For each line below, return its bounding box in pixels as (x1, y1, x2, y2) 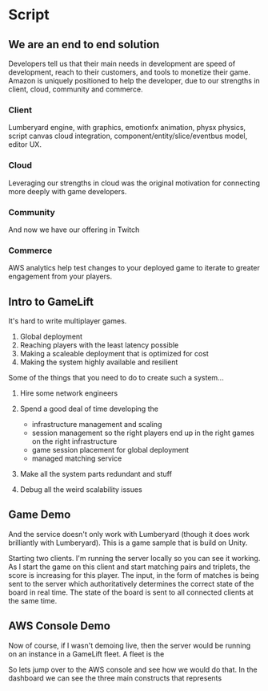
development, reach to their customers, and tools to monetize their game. (8, 67, 250, 77)
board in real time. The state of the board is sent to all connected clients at (8, 587, 254, 597)
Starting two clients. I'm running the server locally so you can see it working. (8, 553, 261, 563)
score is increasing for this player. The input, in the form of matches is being (8, 570, 260, 579)
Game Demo (8, 508, 71, 522)
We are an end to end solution (8, 38, 160, 51)
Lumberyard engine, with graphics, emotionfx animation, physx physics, (8, 123, 246, 132)
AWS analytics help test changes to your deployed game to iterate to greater (8, 263, 260, 273)
